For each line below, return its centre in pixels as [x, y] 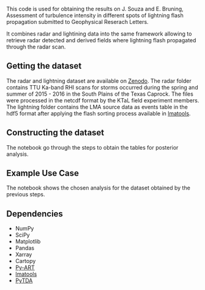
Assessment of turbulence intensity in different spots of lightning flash [95, 15]
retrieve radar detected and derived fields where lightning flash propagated [101, 40]
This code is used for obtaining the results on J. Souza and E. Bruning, [95, 9]
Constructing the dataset [55, 133]
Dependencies [35, 214]
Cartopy [25, 261]
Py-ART [25, 268]
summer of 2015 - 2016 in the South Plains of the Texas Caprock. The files [100, 94]
